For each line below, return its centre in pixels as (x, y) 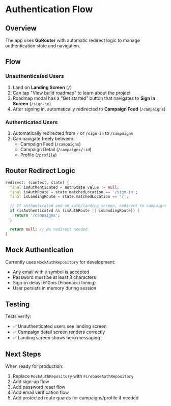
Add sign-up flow (31, 381)
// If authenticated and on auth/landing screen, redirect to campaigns (89, 206)
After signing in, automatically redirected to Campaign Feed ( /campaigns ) (89, 109)
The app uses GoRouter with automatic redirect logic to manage (73, 40)
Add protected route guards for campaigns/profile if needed (76, 397)
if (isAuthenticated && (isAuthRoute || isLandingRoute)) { (75, 211)
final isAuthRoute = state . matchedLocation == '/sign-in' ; (74, 192)
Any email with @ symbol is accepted (51, 272)
